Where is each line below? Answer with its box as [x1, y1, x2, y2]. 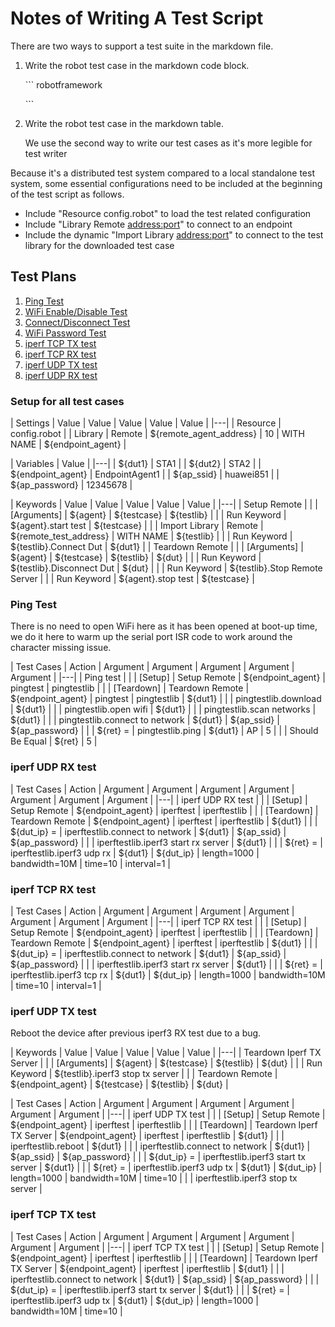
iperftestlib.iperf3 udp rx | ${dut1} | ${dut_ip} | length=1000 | [10, 847, 260, 859]
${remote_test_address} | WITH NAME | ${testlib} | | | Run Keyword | [10, 530, 293, 542]
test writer [24, 147, 68, 159]
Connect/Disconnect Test [24, 316, 131, 328]
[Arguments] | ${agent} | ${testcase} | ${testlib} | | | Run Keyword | [10, 509, 287, 521]
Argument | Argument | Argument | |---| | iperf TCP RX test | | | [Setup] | [10, 915, 307, 927]
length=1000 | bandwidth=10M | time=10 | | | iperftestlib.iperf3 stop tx [10, 1172, 298, 1184]
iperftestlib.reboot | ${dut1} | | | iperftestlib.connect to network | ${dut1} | [10, 1140, 311, 1152]
